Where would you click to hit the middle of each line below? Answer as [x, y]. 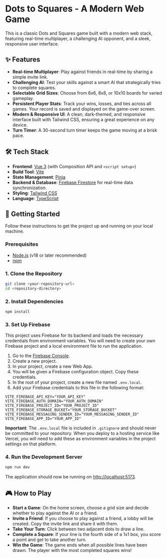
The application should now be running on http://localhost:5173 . [71, 477]
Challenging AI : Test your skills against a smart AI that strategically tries [86, 82]
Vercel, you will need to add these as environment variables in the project [81, 439]
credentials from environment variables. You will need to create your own [80, 341]
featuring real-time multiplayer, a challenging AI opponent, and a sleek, [78, 39]
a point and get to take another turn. [49, 540]
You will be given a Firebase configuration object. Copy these [75, 372]
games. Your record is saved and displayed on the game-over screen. [84, 109]
